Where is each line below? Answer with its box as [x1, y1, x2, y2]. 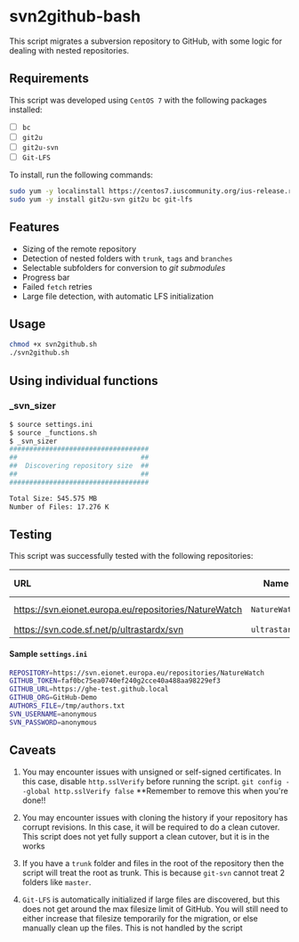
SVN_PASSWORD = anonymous [9, 717, 98, 727]
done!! [21, 795, 46, 806]
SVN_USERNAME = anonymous [9, 709, 98, 718]
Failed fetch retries [21, 281, 93, 291]
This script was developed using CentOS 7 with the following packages [9, 94, 267, 105]
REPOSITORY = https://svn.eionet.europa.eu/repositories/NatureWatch [9, 668, 265, 677]
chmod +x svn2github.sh [9, 340, 98, 349]
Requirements [9, 71, 89, 86]
